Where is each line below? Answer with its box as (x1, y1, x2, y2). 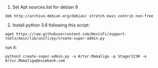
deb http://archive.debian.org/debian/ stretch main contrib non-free (5, 14, 154, 19)
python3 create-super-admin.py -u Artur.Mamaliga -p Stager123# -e (5, 54, 147, 59)
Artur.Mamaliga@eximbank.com (5, 58, 65, 63)
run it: (5, 45, 17, 50)
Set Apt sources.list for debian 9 (12, 4, 78, 10)
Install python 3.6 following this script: (12, 22, 90, 28)
